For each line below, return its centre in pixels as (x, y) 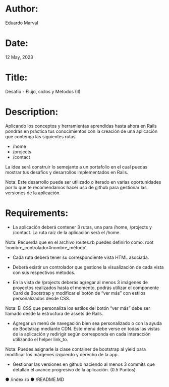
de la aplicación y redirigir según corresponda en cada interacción (81, 334)
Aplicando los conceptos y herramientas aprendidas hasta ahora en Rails (81, 126)
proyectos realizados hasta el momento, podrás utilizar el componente (86, 288)
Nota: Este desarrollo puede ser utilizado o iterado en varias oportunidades (83, 182)
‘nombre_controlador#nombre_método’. (46, 247)
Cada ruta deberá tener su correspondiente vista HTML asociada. (81, 257)
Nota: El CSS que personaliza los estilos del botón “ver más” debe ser (78, 308)
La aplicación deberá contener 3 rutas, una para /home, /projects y (82, 227)
